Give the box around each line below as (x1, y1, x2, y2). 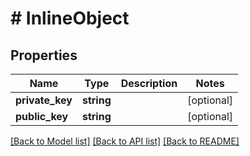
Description (120, 77, 178, 90)
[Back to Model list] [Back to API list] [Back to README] (10, 135, 240, 147)
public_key (15, 110, 69, 123)
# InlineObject (10, 7, 130, 30)
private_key (15, 93, 73, 107)
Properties (10, 47, 78, 64)
